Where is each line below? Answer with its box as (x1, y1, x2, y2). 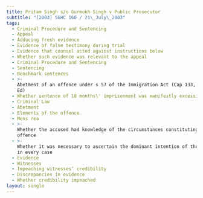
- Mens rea (11, 115, 39, 121)
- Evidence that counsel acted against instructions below (11, 48, 164, 54)
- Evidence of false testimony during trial (11, 43, 126, 49)
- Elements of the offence (11, 110, 80, 116)
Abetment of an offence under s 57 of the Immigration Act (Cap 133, (17, 82, 196, 88)
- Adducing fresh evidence (11, 37, 80, 43)
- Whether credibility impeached (11, 177, 96, 184)
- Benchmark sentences (11, 71, 69, 77)
